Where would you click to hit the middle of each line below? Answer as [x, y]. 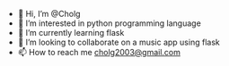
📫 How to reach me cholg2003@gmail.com [99, 52]
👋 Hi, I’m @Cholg [49, 14]
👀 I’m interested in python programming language [110, 23]
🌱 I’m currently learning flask [71, 33]
